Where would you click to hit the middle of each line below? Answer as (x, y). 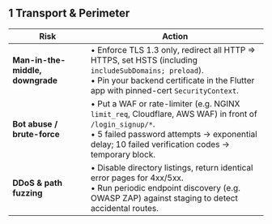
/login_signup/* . (123, 123)
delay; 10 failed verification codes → (160, 144)
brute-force (36, 134)
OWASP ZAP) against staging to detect (164, 198)
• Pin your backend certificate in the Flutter (172, 80)
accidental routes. (125, 208)
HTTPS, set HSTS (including (144, 60)
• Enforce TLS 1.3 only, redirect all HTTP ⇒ (173, 50)
